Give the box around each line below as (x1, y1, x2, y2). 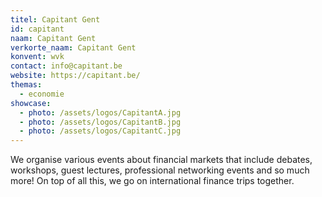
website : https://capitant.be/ (10, 71, 141, 81)
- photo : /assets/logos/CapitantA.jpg (19, 107, 182, 118)
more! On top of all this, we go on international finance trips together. (10, 175, 295, 187)
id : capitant (10, 24, 65, 34)
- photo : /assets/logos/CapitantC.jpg (19, 126, 182, 136)
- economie (19, 89, 65, 99)
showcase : (10, 98, 52, 108)
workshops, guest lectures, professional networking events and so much (10, 164, 310, 176)
